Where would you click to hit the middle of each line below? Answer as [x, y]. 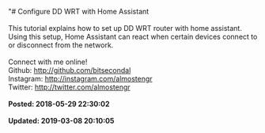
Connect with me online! [48, 62]
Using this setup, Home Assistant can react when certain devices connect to [133, 36]
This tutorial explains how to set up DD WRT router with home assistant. [125, 28]
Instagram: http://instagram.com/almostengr [80, 79]
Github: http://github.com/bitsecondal [70, 70]
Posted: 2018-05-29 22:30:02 [59, 104]
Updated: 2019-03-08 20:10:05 [61, 121]
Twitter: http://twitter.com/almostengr [69, 87]
